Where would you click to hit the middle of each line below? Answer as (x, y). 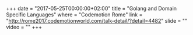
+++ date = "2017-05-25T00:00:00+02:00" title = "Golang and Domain (91, 8)
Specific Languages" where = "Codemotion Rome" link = (74, 15)
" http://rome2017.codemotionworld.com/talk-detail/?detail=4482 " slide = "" (97, 21)
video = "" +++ (24, 27)
